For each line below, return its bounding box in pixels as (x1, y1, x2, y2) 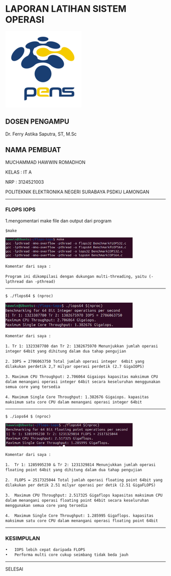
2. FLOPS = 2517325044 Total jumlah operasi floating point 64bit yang (5, 478, 163, 483)
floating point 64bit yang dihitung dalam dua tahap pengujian (5, 468, 142, 473)
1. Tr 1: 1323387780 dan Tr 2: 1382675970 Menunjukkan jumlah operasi (5, 344, 158, 349)
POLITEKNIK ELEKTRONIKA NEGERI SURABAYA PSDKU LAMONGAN (5, 189, 150, 195)
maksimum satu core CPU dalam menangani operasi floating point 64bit (5, 519, 158, 524)
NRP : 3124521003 (5, 179, 44, 185)
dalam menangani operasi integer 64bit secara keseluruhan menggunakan (5, 380, 160, 385)
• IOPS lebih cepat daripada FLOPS (5, 547, 85, 552)
